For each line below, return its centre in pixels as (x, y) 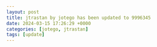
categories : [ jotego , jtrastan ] (47, 29)
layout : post (23, 12)
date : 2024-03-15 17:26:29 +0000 (49, 23)
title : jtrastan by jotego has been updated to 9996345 (78, 18)
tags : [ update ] (26, 35)
